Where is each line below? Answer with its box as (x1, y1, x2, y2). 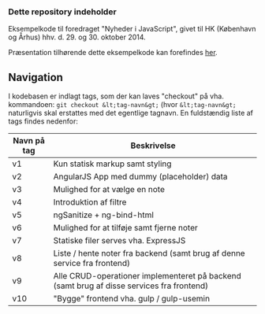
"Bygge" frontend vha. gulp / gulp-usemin (53, 294, 211, 305)
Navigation (8, 70, 63, 84)
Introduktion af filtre (53, 197, 127, 208)
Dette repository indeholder (8, 6, 117, 17)
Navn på (13, 135, 46, 146)
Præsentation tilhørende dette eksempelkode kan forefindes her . (8, 48, 218, 57)
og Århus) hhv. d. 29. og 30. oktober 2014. (8, 32, 146, 42)
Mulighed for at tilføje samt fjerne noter (53, 223, 199, 234)
